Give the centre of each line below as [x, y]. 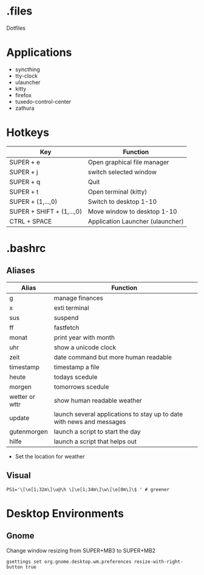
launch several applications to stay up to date [118, 414]
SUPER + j [24, 172]
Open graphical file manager [128, 162]
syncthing [28, 69]
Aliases [21, 270]
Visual [19, 476]
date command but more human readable [113, 357]
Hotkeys [28, 133]
